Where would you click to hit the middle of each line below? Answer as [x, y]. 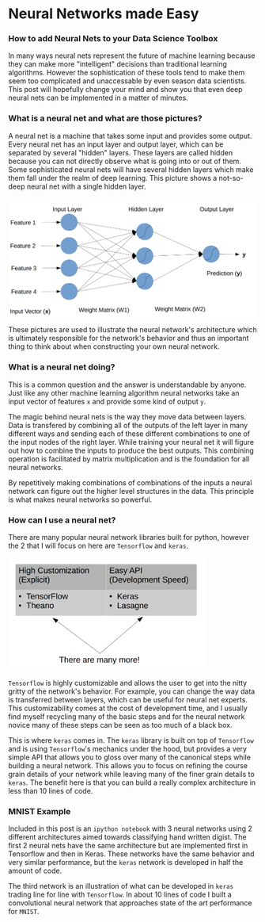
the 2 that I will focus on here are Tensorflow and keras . [98, 546]
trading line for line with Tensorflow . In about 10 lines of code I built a [120, 894]
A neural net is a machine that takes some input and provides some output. [130, 136]
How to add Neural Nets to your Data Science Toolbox [113, 39]
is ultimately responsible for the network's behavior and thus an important [129, 339]
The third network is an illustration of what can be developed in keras [121, 886]
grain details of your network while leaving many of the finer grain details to [131, 774]
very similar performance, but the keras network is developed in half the [126, 862]
